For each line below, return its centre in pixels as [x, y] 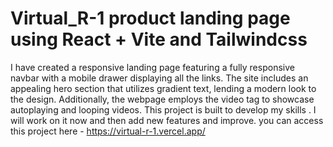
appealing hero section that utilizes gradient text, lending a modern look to [163, 88]
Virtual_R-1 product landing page [150, 18]
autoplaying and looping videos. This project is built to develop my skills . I [163, 109]
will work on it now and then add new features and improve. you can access [167, 120]
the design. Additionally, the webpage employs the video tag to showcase [162, 99]
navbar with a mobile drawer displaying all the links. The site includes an [159, 78]
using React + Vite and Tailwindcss [159, 39]
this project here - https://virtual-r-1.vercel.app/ [108, 131]
